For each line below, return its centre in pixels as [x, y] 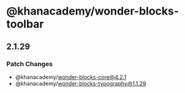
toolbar [25, 24]
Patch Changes [30, 64]
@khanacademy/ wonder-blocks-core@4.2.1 [71, 77]
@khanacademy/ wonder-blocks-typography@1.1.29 [81, 83]
